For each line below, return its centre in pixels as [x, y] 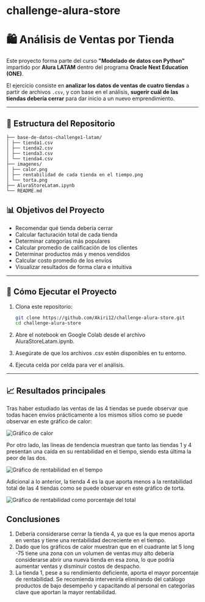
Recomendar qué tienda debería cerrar [64, 228]
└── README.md [24, 191]
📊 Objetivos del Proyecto [56, 210]
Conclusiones [33, 519]
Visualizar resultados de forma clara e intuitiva [74, 267]
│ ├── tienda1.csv [30, 143]
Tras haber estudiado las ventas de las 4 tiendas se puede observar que [97, 409]
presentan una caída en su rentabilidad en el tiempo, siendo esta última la [99, 451]
